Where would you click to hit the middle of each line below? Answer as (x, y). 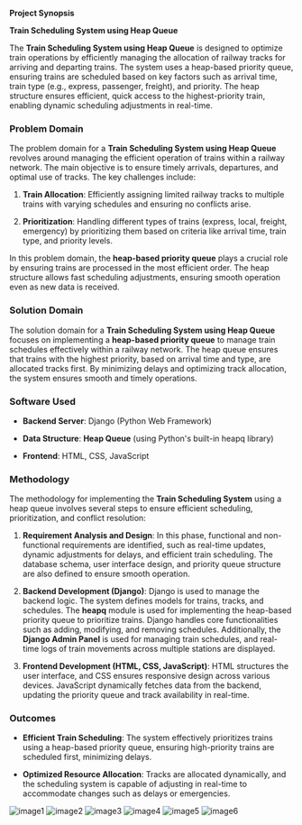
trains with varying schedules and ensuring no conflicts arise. (137, 204)
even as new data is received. (64, 287)
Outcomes (33, 719)
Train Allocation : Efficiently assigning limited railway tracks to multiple (153, 195)
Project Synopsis (42, 13)
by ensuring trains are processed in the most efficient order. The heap (139, 268)
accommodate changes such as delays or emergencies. (126, 793)
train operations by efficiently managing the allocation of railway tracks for (147, 57)
